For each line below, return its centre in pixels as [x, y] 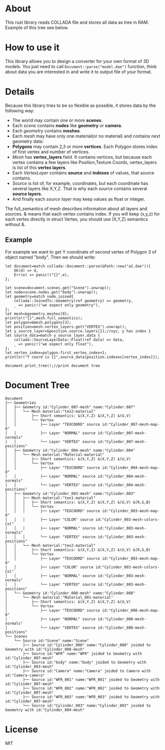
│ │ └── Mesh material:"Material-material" [55, 455]
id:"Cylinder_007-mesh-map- [131, 424]
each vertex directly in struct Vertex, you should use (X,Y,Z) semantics [77, 219]
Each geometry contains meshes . [47, 131]
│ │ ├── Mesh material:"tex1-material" [50, 498]
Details [20, 92]
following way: [20, 110]
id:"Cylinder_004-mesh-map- [131, 468]
